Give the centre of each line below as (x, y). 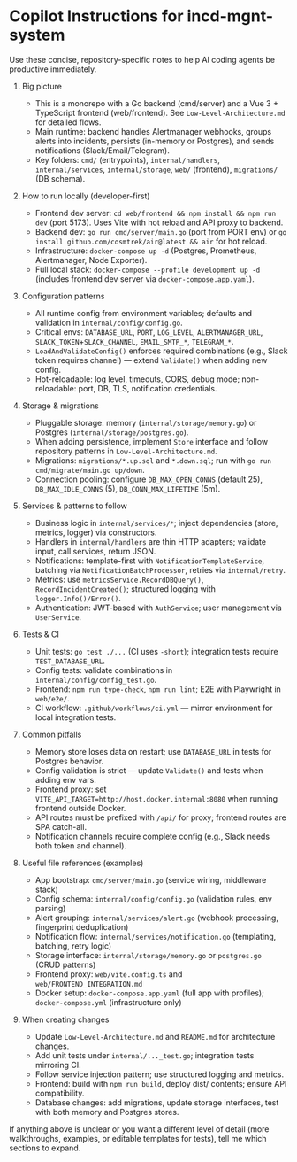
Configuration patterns (63, 296)
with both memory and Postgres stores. (107, 1112)
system (37, 35)
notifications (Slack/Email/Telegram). (102, 150)
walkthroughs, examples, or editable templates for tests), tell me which (138, 1138)
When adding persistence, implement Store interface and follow (152, 441)
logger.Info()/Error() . (78, 598)
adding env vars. (66, 779)
